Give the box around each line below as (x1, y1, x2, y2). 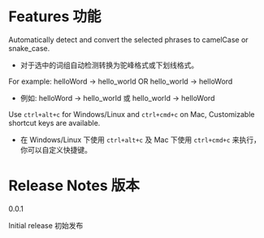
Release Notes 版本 (8, 176, 141, 195)
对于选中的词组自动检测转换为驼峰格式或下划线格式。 (19, 60, 199, 70)
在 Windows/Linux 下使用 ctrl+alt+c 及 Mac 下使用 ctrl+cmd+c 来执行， (19, 135, 262, 145)
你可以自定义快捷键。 (19, 145, 92, 154)
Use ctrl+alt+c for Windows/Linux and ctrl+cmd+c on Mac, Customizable (8, 109, 255, 119)
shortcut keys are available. (8, 118, 101, 128)
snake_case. (8, 43, 50, 53)
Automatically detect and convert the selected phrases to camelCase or (8, 34, 249, 45)
